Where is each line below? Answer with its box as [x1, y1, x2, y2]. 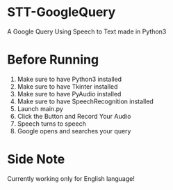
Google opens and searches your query [17, 126, 131, 135]
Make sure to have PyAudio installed [17, 89, 122, 98]
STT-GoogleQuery [7, 4, 116, 20]
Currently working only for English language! [7, 174, 135, 182]
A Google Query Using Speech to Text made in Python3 [7, 27, 167, 36]
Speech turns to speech [17, 119, 87, 128]
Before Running [7, 52, 99, 68]
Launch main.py [17, 104, 64, 112]
